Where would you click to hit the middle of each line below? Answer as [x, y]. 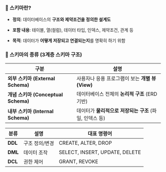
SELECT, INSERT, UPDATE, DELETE [100, 152]
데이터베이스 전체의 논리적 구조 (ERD [117, 94]
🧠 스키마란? [18, 7]
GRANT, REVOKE [79, 161]
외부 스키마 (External [31, 78]
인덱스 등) [94, 118]
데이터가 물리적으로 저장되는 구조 [113, 111]
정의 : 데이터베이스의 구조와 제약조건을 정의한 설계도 [62, 20]
